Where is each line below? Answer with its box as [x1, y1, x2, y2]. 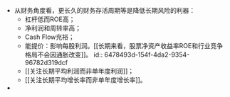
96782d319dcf [24, 59, 68, 67]
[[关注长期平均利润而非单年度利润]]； [24, 67, 135, 75]
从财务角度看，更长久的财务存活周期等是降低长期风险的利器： [14, 6, 196, 14]
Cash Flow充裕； [24, 33, 75, 41]
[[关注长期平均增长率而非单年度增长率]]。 [24, 76, 147, 84]
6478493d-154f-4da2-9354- [104, 50, 190, 59]
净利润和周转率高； [24, 24, 82, 32]
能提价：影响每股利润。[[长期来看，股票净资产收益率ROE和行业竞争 [24, 42, 223, 50]
